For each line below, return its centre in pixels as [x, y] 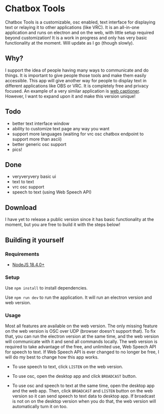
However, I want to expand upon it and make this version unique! [70, 96]
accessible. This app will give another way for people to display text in [76, 80]
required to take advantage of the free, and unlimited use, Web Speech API [81, 347]
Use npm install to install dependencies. [47, 288]
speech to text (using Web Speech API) [52, 192]
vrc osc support [28, 187]
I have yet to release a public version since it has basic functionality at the [80, 219]
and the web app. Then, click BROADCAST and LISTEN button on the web [82, 391]
